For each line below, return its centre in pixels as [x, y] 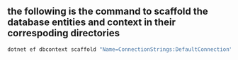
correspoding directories [64, 33]
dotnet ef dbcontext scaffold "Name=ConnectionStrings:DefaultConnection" [120, 49]
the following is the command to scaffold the [108, 12]
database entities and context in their [91, 23]
